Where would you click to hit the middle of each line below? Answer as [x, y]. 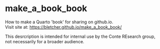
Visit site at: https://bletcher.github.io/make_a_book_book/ [63, 27]
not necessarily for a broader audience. [45, 41]
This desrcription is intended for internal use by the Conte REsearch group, [80, 36]
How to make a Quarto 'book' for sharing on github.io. [59, 22]
